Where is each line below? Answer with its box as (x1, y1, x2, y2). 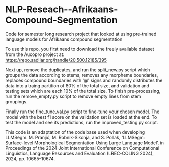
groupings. (5, 98, 28, 104)
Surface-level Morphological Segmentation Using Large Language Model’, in (5, 140, 164, 146)
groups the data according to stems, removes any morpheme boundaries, (5, 72, 158, 78)
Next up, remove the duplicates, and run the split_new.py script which (5, 67, 150, 73)
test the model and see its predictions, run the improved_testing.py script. (5, 119, 158, 125)
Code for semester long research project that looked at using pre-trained (5, 31, 157, 37)
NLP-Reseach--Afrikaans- (5, 4, 118, 15)
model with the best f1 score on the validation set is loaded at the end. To (5, 114, 157, 120)
